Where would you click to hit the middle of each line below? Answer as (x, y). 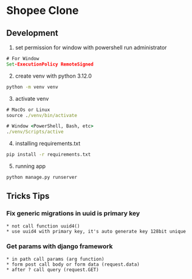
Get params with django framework (60, 246)
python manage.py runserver (42, 177)
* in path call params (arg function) (55, 259)
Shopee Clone (43, 11)
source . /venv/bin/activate (42, 115)
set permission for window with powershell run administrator (91, 47)
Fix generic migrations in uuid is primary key (73, 213)
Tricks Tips (28, 196)
